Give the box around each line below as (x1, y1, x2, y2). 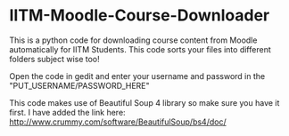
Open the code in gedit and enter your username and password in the (9, 70, 266, 81)
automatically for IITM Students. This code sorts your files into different (9, 44, 271, 54)
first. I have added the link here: (9, 107, 127, 117)
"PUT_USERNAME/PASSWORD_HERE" (9, 80, 150, 91)
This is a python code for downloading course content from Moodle (9, 35, 258, 45)
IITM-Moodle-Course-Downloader (9, 5, 270, 26)
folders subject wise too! (9, 53, 100, 64)
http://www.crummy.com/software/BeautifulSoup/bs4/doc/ (9, 116, 227, 127)
